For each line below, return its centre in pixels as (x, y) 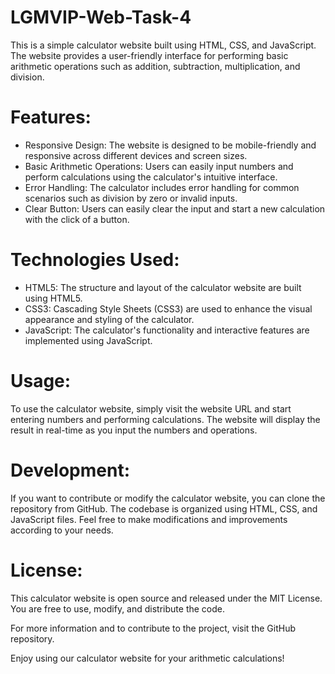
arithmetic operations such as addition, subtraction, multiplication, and (155, 66)
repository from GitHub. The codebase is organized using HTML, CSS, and (164, 508)
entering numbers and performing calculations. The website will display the (165, 419)
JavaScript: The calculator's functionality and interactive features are (167, 330)
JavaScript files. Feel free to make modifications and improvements (149, 519)
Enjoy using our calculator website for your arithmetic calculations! (147, 658)
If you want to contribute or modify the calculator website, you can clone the (168, 498)
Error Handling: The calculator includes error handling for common (162, 187)
